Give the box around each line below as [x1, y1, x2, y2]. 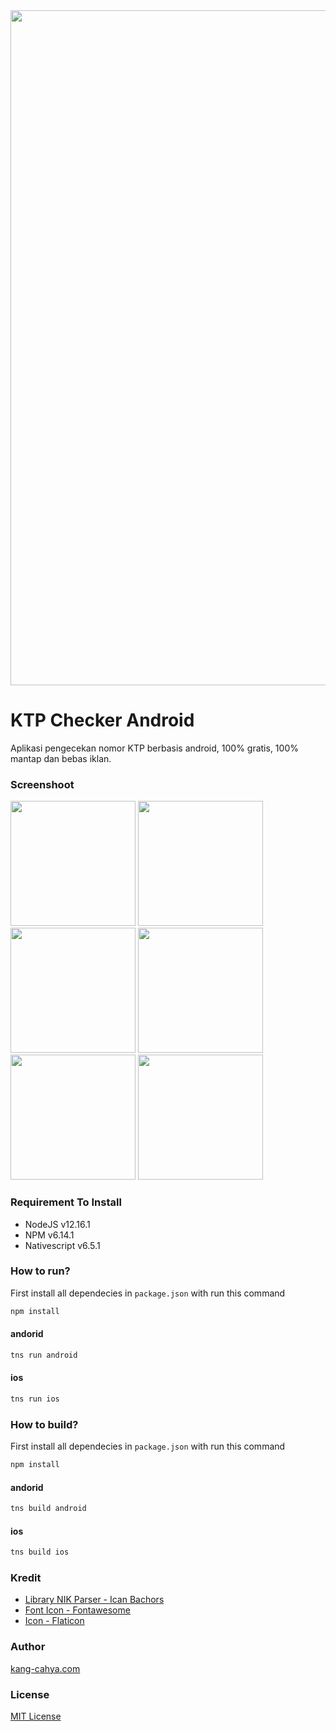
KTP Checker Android [10, 709, 195, 732]
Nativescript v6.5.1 [24, 1239, 101, 1251]
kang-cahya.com [10, 1662, 81, 1674]
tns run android [10, 1350, 78, 1360]
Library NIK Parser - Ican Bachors [24, 1594, 165, 1606]
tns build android [10, 1504, 87, 1514]
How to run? [10, 1264, 71, 1278]
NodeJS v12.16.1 [24, 1218, 91, 1230]
